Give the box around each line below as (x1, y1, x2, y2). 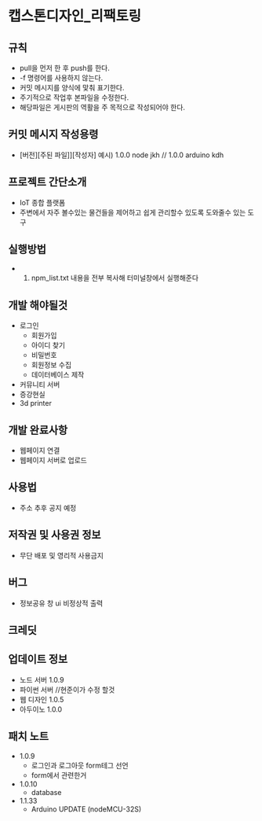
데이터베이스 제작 (31, 370, 85, 380)
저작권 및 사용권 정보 (8, 528, 101, 542)
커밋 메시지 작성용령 (8, 127, 99, 142)
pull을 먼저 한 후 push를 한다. (19, 64, 110, 72)
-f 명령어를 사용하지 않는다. (19, 73, 104, 83)
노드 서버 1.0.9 (19, 675, 64, 684)
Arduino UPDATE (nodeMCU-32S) (31, 804, 142, 814)
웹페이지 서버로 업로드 (19, 455, 88, 465)
